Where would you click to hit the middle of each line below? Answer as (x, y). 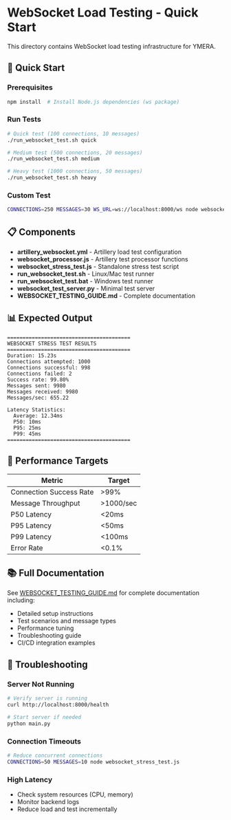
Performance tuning (45, 628)
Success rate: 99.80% (38, 380)
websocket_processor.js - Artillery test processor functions (102, 259)
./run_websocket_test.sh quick (52, 140)
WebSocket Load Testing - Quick (103, 13)
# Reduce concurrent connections (55, 755)
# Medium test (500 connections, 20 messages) (75, 153)
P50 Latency (31, 514)
